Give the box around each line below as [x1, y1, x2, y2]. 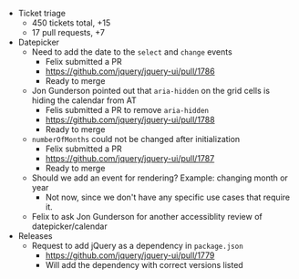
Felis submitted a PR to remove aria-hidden [45, 105, 210, 115]
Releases [17, 231, 53, 241]
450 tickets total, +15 [31, 17, 111, 28]
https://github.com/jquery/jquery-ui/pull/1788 [45, 114, 216, 125]
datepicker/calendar [31, 221, 108, 232]
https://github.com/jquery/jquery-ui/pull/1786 [45, 66, 216, 77]
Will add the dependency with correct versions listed [45, 260, 243, 270]
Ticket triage [17, 8, 67, 18]
